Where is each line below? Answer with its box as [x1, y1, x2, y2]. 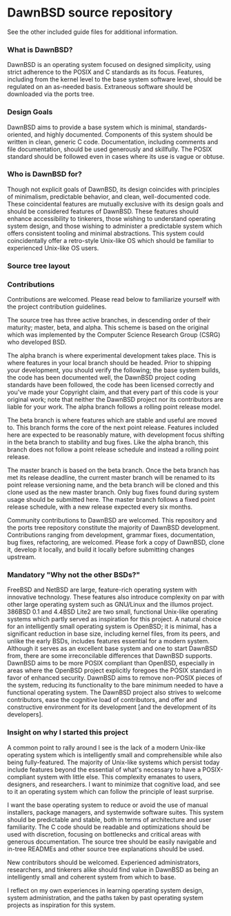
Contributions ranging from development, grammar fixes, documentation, [7, 531, 215, 539]
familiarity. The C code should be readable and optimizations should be [7, 823, 210, 831]
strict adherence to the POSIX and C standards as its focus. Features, [7, 68, 205, 77]
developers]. [7, 710, 43, 719]
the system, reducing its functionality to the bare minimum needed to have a [7, 681, 224, 690]
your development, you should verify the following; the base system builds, [7, 366, 221, 374]
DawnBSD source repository [7, 5, 173, 21]
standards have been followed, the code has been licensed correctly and [7, 381, 214, 389]
